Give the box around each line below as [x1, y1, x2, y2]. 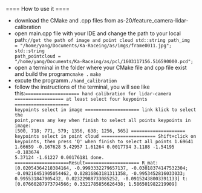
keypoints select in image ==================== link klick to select [14, 107, 197, 113]
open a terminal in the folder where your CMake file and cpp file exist [14, 64, 187, 71]
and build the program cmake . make [14, 70, 102, 78]
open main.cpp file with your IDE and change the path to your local [14, 30, 181, 37]
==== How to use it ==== [5, 5, 70, 12]
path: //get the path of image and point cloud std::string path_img [14, 36, 190, 43]
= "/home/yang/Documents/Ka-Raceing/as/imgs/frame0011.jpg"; [14, 42, 172, 49]
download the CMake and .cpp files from [14, 17, 116, 24]
